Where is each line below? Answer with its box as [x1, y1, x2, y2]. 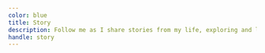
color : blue [8, 11, 47, 19]
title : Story [8, 19, 51, 26]
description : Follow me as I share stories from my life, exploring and [8, 26, 252, 34]
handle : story [8, 33, 55, 41]
